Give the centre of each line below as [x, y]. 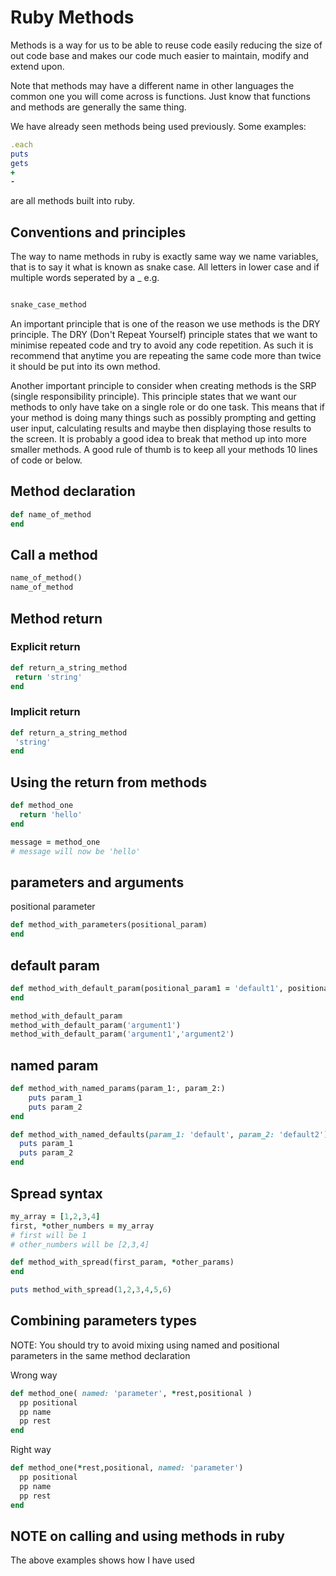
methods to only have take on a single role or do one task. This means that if [168, 407]
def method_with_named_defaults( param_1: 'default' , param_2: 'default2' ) [169, 1134]
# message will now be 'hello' [75, 851]
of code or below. [46, 460]
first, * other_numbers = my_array [82, 1226]
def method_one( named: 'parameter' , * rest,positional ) [131, 1393]
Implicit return [45, 712]
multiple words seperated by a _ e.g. [85, 278]
